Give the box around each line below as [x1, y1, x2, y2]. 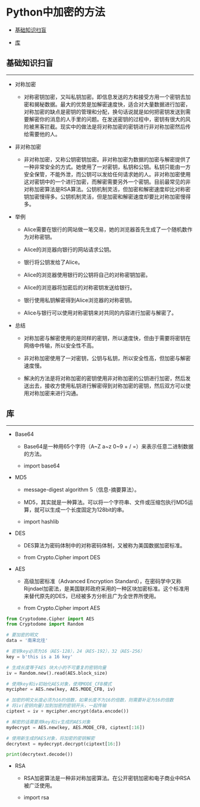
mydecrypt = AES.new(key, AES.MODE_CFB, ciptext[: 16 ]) [6, 724, 145, 730]
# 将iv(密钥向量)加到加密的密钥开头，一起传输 [6, 703, 107, 709]
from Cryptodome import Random [6, 621, 84, 627]
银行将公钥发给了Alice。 [23, 258, 83, 266]
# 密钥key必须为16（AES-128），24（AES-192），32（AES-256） [6, 649, 145, 655]
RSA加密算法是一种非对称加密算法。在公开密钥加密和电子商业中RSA [23, 775, 190, 782]
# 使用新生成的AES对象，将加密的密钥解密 [6, 735, 95, 741]
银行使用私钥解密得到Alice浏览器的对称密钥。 [23, 296, 136, 304]
